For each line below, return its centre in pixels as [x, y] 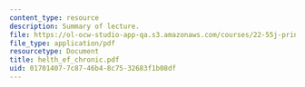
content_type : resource [54, 18]
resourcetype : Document [54, 52]
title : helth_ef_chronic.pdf [64, 60]
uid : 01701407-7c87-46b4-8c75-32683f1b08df [93, 69]
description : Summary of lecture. [75, 26]
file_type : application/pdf [63, 43]
